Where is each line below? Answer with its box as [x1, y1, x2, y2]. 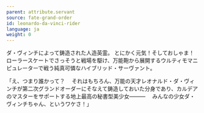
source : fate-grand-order [6, 15, 72, 21]
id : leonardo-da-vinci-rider [6, 20, 81, 26]
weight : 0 [6, 32, 32, 38]
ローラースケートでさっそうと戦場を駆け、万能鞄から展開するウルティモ [6, 57, 188, 64]
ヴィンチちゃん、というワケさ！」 [6, 100, 92, 108]
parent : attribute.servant [6, 9, 75, 15]
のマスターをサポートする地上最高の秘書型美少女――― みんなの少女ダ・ [6, 93, 195, 100]
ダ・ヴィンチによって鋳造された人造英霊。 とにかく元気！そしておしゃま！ [6, 49, 194, 57]
